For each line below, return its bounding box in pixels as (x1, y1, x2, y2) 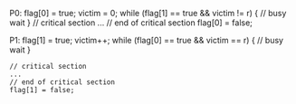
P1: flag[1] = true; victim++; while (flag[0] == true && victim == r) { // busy (9, 35, 283, 45)
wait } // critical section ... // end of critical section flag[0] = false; (9, 17, 253, 28)
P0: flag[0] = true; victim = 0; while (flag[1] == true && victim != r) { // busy (9, 8, 287, 18)
